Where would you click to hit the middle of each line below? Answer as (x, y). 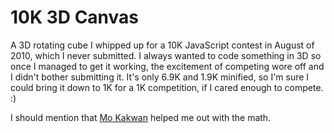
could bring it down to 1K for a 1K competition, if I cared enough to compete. (167, 87)
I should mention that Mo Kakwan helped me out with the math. (141, 117)
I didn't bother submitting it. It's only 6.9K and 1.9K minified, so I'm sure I (160, 77)
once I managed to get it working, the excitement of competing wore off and (167, 66)
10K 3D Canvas (75, 17)
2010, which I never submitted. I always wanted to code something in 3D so (166, 55)
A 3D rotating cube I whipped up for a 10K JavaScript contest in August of (162, 45)
